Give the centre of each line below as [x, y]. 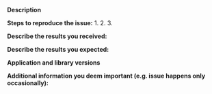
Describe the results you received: [57, 36]
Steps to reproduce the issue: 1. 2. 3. [60, 23]
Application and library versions [54, 63]
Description [24, 10]
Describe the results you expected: [58, 49]
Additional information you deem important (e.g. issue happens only [106, 76]
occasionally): [28, 83]
